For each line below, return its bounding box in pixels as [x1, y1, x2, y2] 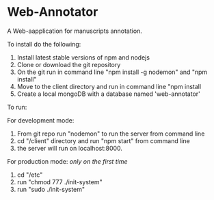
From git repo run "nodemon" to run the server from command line [16, 129, 205, 138]
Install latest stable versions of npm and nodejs [16, 53, 150, 62]
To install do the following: [7, 40, 81, 48]
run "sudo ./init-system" [16, 185, 85, 193]
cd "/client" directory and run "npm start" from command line [16, 136, 190, 145]
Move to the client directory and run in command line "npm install [16, 82, 202, 90]
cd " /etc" [16, 171, 43, 179]
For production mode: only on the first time [7, 157, 128, 165]
